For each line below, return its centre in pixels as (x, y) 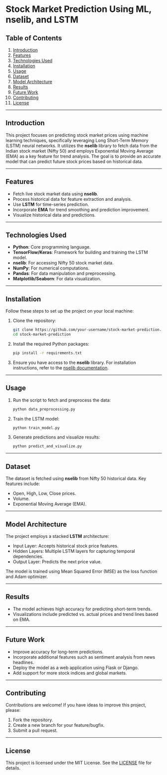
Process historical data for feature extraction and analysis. (72, 199)
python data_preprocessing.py (44, 409)
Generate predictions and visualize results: (56, 437)
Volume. (21, 499)
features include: (23, 484)
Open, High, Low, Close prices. (44, 494)
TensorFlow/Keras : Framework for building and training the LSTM (80, 253)
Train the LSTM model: (36, 419)
